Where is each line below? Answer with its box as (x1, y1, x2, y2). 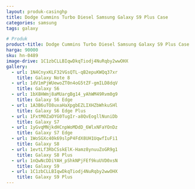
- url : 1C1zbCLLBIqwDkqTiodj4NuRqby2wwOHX (11, 169, 118, 175)
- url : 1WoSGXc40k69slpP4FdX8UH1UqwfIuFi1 (11, 136, 118, 141)
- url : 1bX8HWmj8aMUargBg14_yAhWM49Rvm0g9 (11, 92, 118, 97)
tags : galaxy (6, 25, 39, 31)
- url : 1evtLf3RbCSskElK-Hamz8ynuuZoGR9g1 (11, 146, 118, 152)
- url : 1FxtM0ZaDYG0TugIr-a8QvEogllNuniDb (11, 114, 118, 119)
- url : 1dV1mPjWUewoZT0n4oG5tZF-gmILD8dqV (11, 80, 118, 86)
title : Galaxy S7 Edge (17, 130, 73, 136)
